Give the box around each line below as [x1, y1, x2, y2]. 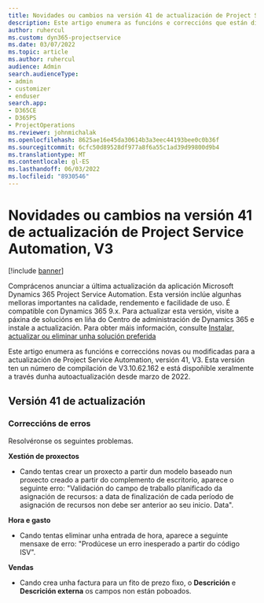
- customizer [8, 84, 51, 93]
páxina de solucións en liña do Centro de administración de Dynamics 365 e [8, 314, 255, 324]
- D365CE [8, 107, 37, 115]
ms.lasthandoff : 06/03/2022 [8, 165, 101, 173]
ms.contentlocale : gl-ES [8, 158, 90, 166]
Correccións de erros [8, 418, 91, 429]
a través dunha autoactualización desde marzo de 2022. [8, 372, 191, 381]
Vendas [8, 562, 34, 572]
